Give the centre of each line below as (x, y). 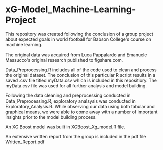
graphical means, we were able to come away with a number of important (81, 112)
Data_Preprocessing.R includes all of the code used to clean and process (81, 70)
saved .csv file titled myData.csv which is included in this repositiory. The (81, 80)
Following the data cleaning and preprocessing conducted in (68, 95)
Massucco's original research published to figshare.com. (64, 60)
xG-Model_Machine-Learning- (71, 9)
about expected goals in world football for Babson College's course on (78, 39)
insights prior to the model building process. (51, 117)
